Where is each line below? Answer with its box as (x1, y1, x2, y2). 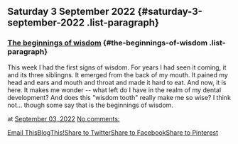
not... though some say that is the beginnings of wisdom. (7, 101, 174, 109)
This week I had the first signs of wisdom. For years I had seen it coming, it (7, 63, 227, 72)
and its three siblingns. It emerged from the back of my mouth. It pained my (7, 70, 229, 79)
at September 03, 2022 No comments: (7, 114, 120, 123)
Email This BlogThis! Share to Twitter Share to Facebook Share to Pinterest (7, 128, 219, 137)
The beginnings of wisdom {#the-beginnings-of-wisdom (7, 38, 208, 48)
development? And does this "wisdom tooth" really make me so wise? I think (7, 93, 231, 101)
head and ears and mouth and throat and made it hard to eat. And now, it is (7, 78, 227, 87)
